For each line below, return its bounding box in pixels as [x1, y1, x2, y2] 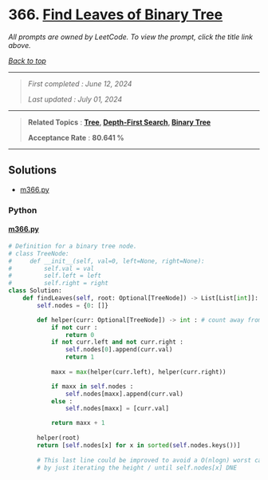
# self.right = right [8, 280, 109, 288]
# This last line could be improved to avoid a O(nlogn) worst [37, 456, 251, 464]
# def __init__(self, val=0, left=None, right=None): [8, 257, 205, 265]
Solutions [8, 164, 57, 177]
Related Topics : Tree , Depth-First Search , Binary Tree [27, 117, 211, 127]
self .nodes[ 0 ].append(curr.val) [65, 346, 173, 354]
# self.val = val [8, 264, 94, 272]
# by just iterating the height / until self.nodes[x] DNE [37, 463, 238, 472]
